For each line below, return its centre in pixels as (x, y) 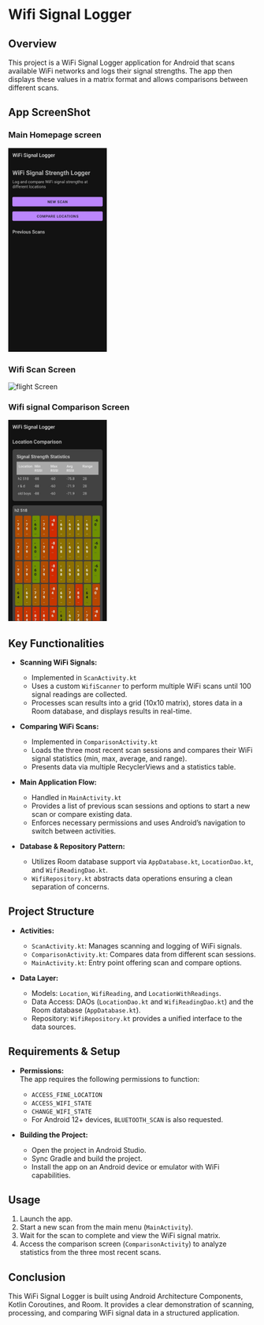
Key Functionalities (56, 644)
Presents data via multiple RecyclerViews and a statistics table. (134, 766)
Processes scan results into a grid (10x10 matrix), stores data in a (137, 702)
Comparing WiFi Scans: (59, 726)
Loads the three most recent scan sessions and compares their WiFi (142, 750)
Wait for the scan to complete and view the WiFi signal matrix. (120, 1236)
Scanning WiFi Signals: (58, 662)
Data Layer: (39, 978)
